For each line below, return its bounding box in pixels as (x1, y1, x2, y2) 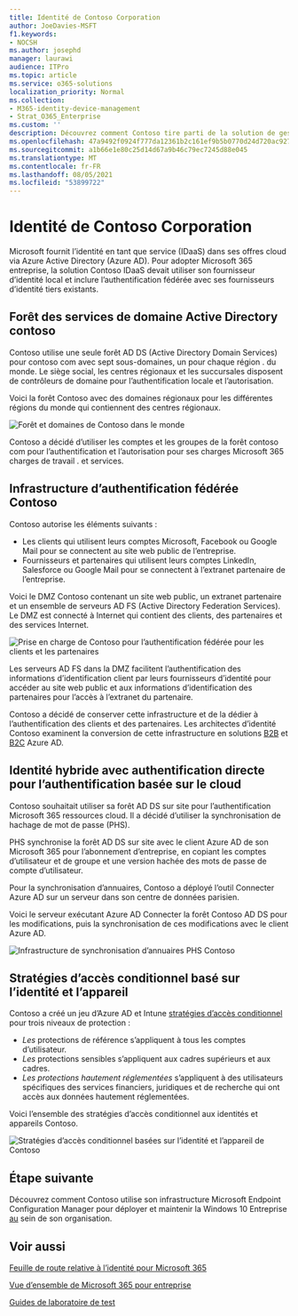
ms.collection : (9, 95, 66, 105)
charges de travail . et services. (9, 455, 124, 466)
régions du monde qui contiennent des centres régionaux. (9, 402, 222, 413)
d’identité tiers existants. (9, 284, 99, 294)
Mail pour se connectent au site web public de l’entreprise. (21, 545, 237, 556)
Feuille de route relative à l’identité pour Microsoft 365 (9, 1262, 207, 1272)
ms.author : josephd (9, 46, 82, 55)
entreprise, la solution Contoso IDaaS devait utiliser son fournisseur (9, 265, 255, 276)
